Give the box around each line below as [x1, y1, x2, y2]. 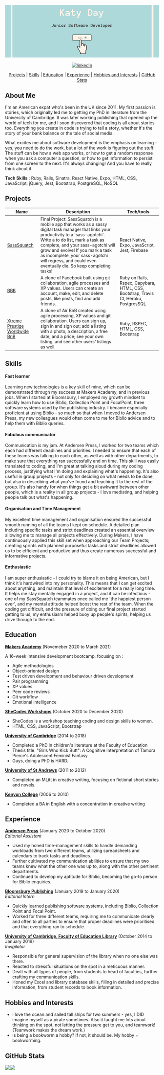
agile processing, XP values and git [41, 313, 111, 319]
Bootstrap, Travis [119, 290, 154, 296]
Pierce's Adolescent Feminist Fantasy [12, 752, 88, 758]
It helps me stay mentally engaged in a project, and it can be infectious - [5, 590, 151, 596]
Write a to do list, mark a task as [41, 237, 104, 243]
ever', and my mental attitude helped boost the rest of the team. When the [5, 601, 154, 606]
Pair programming [12, 678, 49, 684]
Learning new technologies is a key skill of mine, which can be [5, 384, 131, 390]
